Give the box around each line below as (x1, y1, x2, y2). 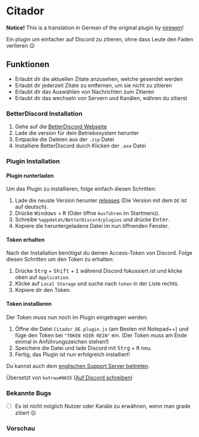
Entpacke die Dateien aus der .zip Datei (14, 136, 114, 143)
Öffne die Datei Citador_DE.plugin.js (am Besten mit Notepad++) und (14, 325, 189, 332)
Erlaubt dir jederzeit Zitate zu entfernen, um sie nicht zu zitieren (14, 82, 173, 89)
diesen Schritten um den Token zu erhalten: (6, 256, 114, 263)
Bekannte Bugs (6, 388, 52, 397)
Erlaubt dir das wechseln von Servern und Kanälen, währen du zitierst (14, 94, 188, 101)
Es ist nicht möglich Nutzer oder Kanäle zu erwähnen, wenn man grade (14, 402, 191, 409)
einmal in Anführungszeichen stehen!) (14, 337, 109, 345)
